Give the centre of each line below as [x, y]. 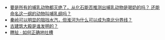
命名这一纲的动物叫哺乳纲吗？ [40, 13]
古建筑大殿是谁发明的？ [34, 26]
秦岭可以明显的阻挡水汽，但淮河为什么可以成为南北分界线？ [71, 20]
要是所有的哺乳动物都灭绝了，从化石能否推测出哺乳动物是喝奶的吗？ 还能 [85, 7]
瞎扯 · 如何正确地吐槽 [31, 32]
